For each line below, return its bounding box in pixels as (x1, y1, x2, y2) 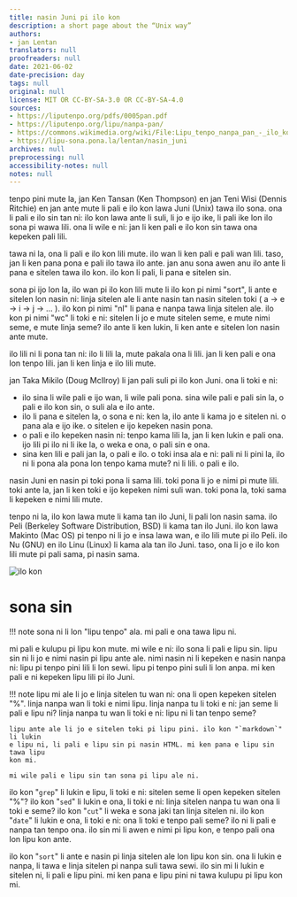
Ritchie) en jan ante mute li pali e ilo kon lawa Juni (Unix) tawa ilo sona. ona (9, 203, 283, 213)
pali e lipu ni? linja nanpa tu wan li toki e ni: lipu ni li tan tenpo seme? (9, 708, 257, 718)
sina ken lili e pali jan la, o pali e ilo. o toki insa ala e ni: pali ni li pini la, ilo (21, 449, 286, 460)
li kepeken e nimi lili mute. (9, 494, 103, 505)
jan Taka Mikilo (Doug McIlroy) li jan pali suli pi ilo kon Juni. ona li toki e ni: (9, 375, 278, 386)
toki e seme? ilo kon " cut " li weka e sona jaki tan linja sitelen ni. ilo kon (9, 806, 265, 816)
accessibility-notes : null (9, 161, 109, 170)
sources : (9, 104, 42, 112)
